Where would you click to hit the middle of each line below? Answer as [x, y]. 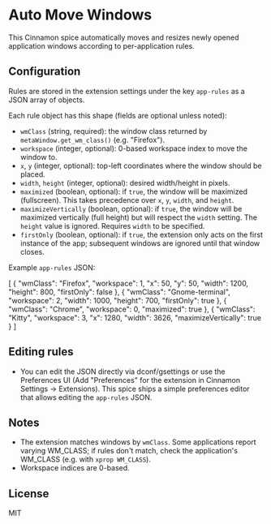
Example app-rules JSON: [52, 267]
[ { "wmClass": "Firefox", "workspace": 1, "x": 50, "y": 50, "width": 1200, [129, 283]
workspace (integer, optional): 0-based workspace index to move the [133, 148]
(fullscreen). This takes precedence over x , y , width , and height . [127, 200]
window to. [39, 157]
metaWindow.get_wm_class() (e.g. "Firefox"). [92, 140]
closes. [32, 251]
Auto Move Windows [80, 15]
